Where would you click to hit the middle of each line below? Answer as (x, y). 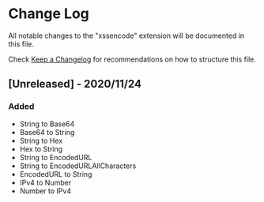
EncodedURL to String (56, 174)
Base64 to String (47, 132)
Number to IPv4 (45, 191)
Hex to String (41, 149)
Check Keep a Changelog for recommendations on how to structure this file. (132, 59)
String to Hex (41, 140)
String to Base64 (47, 124)
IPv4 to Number (45, 182)
